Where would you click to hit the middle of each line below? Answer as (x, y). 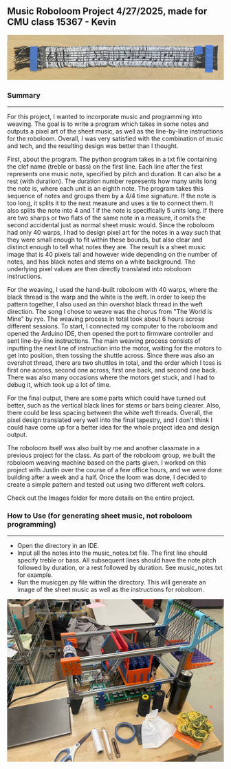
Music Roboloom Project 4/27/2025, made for (107, 11)
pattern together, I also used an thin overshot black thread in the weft (105, 304)
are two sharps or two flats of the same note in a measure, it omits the (107, 218)
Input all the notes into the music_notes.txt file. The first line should (112, 553)
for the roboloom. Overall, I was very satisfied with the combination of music (115, 138)
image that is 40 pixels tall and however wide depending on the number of (112, 254)
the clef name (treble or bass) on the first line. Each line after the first (105, 166)
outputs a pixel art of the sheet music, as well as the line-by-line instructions (115, 131)
